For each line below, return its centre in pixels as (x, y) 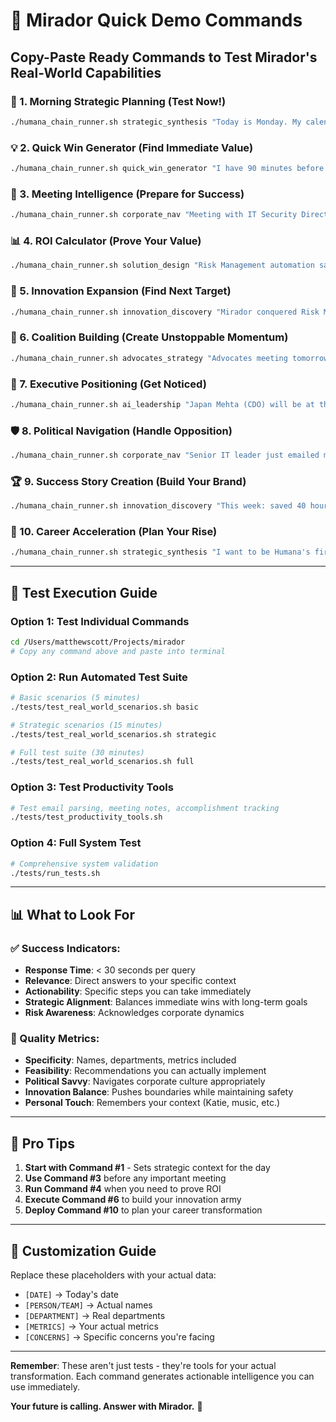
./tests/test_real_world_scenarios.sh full (102, 762)
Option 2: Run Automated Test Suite (99, 677)
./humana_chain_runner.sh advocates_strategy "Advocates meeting (149, 358)
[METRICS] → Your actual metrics (91, 1326)
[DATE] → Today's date (71, 1294)
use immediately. (45, 1386)
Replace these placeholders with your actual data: (113, 1275)
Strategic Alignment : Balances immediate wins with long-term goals (166, 1002)
